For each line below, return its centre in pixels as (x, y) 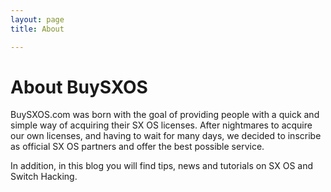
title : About (37, 29)
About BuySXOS (79, 87)
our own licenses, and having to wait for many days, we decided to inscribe (166, 136)
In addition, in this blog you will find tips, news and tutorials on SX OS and (162, 166)
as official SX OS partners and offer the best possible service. (137, 147)
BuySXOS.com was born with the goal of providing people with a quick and (165, 115)
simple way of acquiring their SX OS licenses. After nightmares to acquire (161, 125)
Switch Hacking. (44, 177)
